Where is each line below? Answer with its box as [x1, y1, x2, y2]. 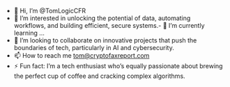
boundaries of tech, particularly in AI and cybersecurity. [13, 44, 174, 52]
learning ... [13, 29, 45, 37]
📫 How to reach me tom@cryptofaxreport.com [13, 52, 150, 59]
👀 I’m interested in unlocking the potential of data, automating [13, 14, 191, 22]
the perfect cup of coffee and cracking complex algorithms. [13, 72, 186, 80]
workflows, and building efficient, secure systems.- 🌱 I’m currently [13, 22, 205, 29]
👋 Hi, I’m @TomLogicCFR [13, 7, 86, 15]
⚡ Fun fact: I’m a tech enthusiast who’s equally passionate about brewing [13, 62, 223, 70]
